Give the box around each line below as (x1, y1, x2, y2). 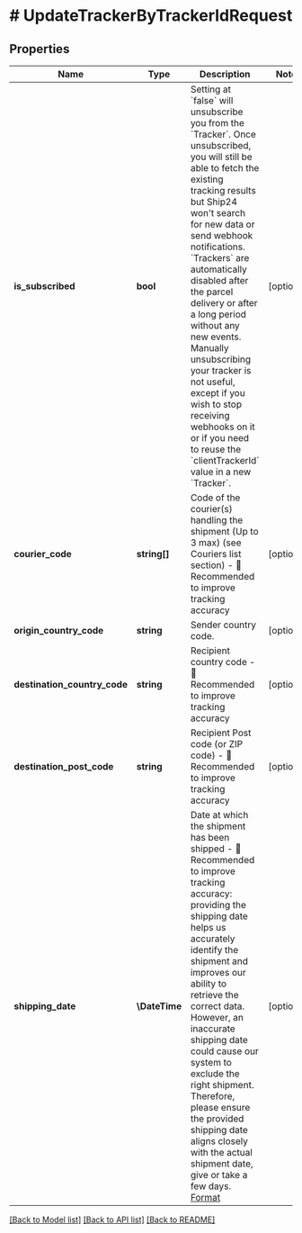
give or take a (190, 1169, 248, 1181)
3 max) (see (190, 536, 242, 549)
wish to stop (190, 398, 243, 410)
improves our (190, 967, 246, 978)
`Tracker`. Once (190, 128, 256, 140)
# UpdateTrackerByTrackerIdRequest (9, 5, 293, 26)
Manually (190, 342, 229, 354)
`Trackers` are (190, 252, 250, 264)
